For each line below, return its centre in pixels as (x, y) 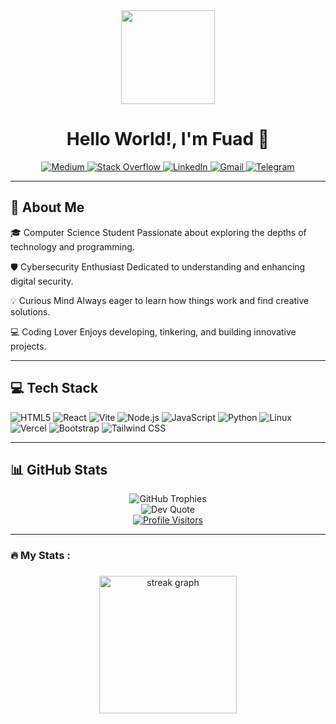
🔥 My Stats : (40, 556)
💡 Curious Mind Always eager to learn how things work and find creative (160, 300)
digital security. (42, 281)
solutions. (30, 311)
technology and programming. (72, 246)
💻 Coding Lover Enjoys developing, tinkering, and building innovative (153, 331)
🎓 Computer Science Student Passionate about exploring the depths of (158, 232)
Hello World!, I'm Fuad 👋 (168, 139)
